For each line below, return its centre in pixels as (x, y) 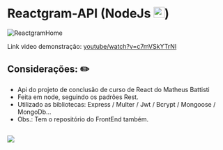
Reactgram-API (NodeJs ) (88, 14)
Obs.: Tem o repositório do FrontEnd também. (83, 119)
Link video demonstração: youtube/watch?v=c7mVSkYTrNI (92, 46)
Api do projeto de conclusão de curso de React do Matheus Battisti (114, 89)
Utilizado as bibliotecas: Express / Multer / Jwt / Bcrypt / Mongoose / (116, 104)
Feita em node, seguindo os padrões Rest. (78, 97)
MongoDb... (34, 112)
